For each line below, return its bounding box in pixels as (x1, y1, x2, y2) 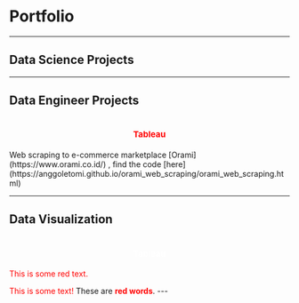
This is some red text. (9, 268, 89, 279)
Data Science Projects (9, 52, 134, 68)
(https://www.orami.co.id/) (9, 159, 107, 170)
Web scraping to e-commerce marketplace (9, 149, 167, 161)
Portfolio (9, 6, 75, 27)
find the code (112, 159, 162, 170)
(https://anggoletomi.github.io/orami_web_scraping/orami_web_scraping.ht (9, 169, 285, 179)
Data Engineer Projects (9, 93, 140, 108)
